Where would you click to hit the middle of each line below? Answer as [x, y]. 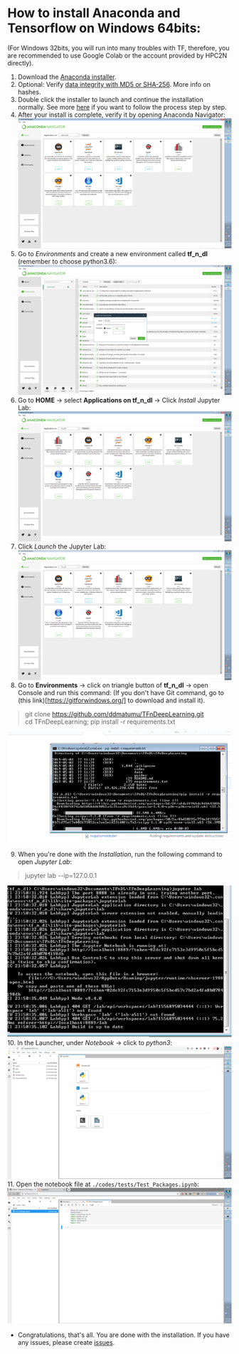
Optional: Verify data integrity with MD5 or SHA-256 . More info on [114, 84]
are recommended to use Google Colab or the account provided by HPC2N [117, 55]
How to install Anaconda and [94, 13]
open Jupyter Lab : [45, 862]
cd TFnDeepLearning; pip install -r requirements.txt [100, 721]
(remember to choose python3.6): [67, 262]
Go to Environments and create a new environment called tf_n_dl [113, 254]
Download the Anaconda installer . [67, 77]
